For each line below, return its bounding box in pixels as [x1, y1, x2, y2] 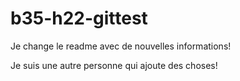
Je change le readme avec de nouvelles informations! [10, 40, 232, 52]
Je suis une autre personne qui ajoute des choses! [10, 59, 218, 71]
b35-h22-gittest [10, 7, 148, 30]
